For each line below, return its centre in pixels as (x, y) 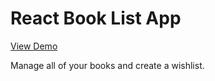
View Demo (34, 46)
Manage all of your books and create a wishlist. (107, 65)
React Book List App (96, 18)
